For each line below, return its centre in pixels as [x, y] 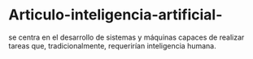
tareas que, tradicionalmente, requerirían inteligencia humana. [113, 45]
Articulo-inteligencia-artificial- [116, 15]
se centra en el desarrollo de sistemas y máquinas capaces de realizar [126, 37]
